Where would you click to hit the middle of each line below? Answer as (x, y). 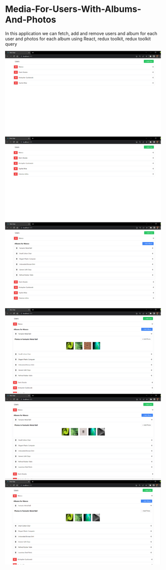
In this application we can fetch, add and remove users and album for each (81, 33)
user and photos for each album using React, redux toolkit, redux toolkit (78, 39)
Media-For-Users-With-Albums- (73, 9)
